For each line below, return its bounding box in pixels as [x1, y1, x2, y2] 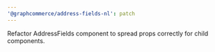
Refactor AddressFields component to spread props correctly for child [7, 29, 209, 37]
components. [7, 36, 45, 45]
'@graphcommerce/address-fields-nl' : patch [7, 10, 136, 17]
